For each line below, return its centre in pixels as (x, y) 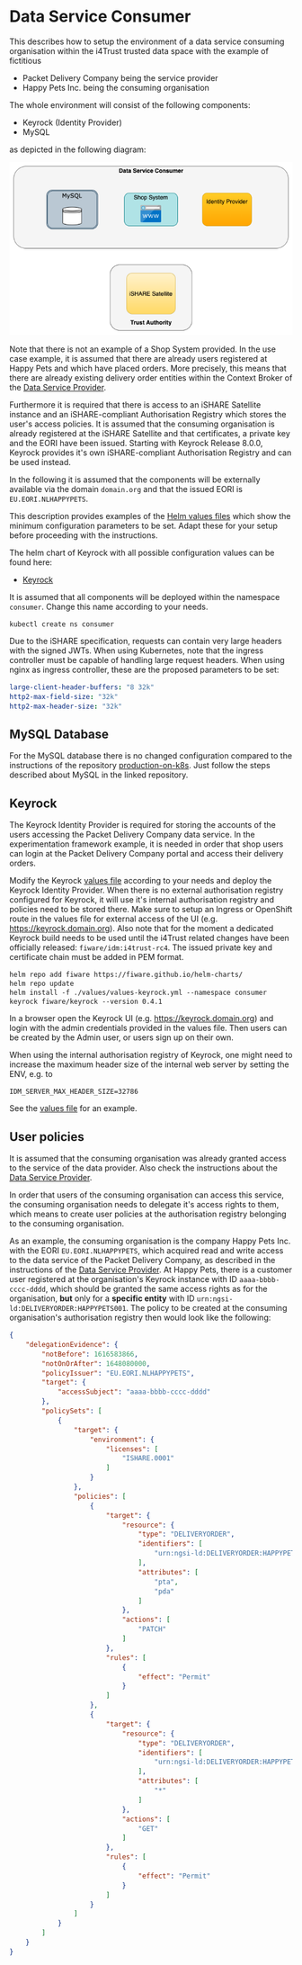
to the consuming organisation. (67, 1224)
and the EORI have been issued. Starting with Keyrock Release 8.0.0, (136, 443)
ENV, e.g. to (31, 1074)
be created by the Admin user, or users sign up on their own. (121, 1037)
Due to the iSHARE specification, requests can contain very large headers (146, 641)
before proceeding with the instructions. (84, 535)
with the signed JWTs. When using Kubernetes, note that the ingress (136, 651)
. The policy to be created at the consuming (206, 1308)
